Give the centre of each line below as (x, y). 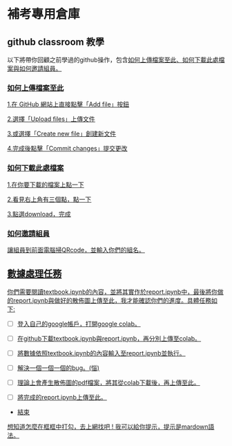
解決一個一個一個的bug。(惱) (58, 368)
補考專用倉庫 (44, 14)
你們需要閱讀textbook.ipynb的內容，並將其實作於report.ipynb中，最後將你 (112, 292)
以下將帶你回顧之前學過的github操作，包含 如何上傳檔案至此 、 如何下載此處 (113, 60)
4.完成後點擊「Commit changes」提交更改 (67, 149)
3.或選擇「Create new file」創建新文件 (62, 134)
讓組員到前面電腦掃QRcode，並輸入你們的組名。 (76, 250)
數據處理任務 (35, 274)
